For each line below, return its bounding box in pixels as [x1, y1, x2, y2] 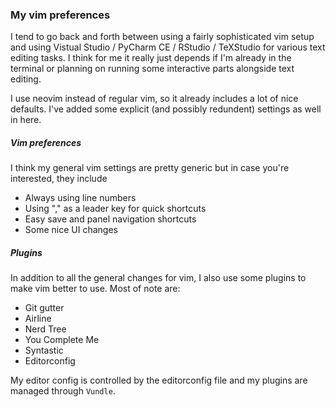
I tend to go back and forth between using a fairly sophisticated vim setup [10, 31, 315, 43]
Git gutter [24, 302, 65, 314]
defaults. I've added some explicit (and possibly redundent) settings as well [10, 103, 322, 115]
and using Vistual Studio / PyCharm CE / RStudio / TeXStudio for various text [10, 41, 326, 53]
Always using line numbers [24, 192, 137, 204]
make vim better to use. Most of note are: [10, 283, 181, 295]
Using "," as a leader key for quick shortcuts [24, 203, 207, 215]
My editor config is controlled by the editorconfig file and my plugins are [10, 374, 308, 387]
